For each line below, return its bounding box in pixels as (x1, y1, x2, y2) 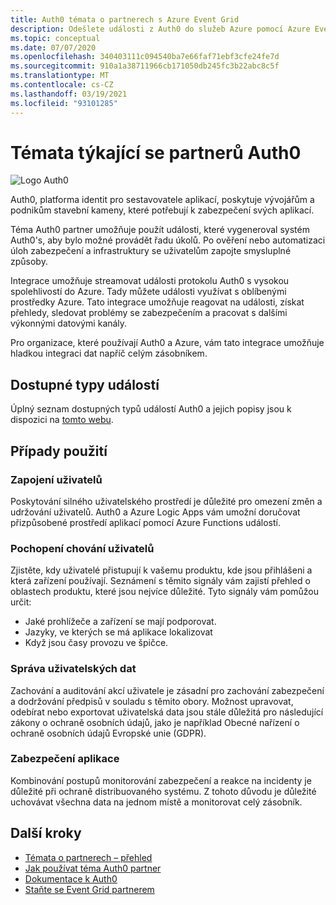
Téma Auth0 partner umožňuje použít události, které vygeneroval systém (10, 224, 310, 236)
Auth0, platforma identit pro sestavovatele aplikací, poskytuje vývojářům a (10, 194, 315, 206)
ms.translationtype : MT (10, 71, 110, 81)
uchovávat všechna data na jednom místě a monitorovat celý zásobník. (10, 796, 303, 808)
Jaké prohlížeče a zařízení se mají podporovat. (24, 616, 217, 628)
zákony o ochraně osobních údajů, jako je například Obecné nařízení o (10, 716, 300, 728)
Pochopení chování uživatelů (10, 541, 155, 555)
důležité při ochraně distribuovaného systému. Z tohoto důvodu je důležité (10, 785, 317, 797)
